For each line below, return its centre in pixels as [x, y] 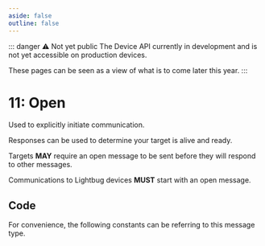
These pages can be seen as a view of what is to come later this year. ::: [128, 70]
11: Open [37, 102]
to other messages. [40, 165]
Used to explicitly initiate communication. [77, 125]
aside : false [30, 16]
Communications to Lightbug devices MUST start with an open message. [130, 180]
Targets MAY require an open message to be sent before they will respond [132, 156]
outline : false [34, 23]
